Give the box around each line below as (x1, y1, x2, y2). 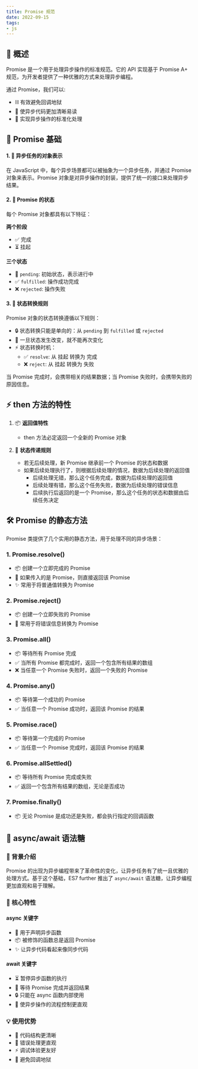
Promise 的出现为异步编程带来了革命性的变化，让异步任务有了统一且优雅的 (6, 867, 189, 874)
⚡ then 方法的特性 (6, 400, 71, 410)
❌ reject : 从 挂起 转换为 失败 (23, 361, 94, 368)
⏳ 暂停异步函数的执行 (14, 974, 67, 981)
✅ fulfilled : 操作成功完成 (14, 278, 79, 285)
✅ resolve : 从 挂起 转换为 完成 (23, 353, 98, 360)
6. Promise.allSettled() (6, 759, 72, 768)
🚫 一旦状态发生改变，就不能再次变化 (14, 336, 103, 344)
